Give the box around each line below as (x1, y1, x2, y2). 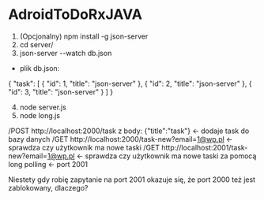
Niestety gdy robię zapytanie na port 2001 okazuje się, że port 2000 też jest (8, 175, 255, 184)
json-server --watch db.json (19, 48, 112, 57)
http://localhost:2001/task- (161, 143, 248, 152)
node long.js (19, 110, 61, 120)
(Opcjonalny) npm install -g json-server (19, 31, 149, 41)
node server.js (19, 102, 67, 112)
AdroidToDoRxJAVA (8, 6, 142, 24)
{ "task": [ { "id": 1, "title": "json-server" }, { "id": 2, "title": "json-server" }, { (8, 79, 253, 88)
